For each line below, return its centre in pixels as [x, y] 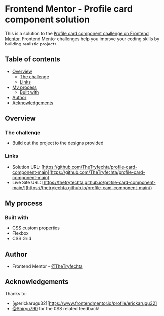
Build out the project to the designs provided [58, 143]
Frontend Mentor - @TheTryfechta [47, 266]
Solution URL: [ [27, 167]
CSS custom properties [36, 228]
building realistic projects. [31, 44]
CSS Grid [22, 239]
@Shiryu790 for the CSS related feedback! [56, 309]
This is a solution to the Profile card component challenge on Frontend [77, 33]
